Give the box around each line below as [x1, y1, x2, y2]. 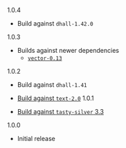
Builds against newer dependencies [17, 47, 120, 54]
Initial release [17, 135, 55, 142]
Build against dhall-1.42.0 [17, 19, 93, 27]
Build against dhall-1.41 [17, 81, 87, 89]
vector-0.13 [27, 55, 62, 62]
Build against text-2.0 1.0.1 [17, 94, 94, 102]
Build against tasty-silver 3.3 [17, 108, 104, 115]
